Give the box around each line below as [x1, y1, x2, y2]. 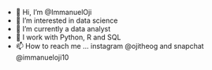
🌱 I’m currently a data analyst [15, 24, 111, 33]
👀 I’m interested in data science [15, 16, 118, 25]
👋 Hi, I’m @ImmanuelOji [15, 8, 92, 17]
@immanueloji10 [15, 53, 69, 62]
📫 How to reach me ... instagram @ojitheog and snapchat [15, 42, 204, 50]
